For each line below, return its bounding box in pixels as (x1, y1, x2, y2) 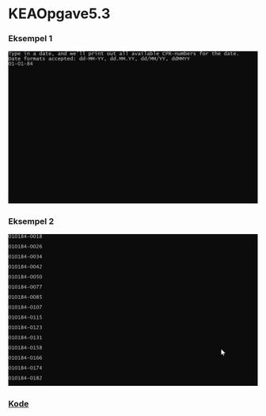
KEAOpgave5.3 (8, 5, 111, 23)
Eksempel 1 (8, 33, 53, 44)
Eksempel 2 (8, 215, 54, 226)
